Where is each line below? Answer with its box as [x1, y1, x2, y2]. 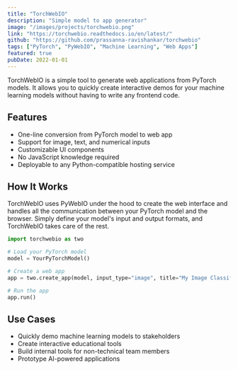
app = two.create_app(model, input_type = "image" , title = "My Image [7, 274, 208, 282]
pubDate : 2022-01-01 [7, 57, 69, 64]
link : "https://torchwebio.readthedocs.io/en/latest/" [7, 30, 173, 37]
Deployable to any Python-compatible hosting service [17, 160, 175, 168]
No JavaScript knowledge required [17, 153, 120, 161]
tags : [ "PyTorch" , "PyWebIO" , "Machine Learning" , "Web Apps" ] [7, 43, 198, 50]
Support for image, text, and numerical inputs [17, 137, 151, 146]
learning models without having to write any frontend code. [7, 91, 181, 99]
